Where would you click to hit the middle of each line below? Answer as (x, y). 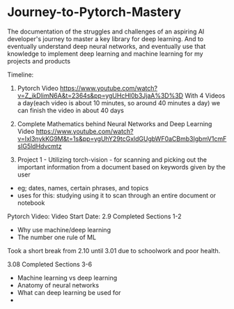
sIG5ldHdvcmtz (39, 146)
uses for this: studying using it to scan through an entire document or (117, 195)
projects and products (39, 61)
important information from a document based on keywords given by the (122, 167)
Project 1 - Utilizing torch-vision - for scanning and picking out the (112, 159)
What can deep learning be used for (69, 292)
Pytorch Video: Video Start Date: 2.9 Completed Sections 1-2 (94, 216)
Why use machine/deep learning (64, 229)
